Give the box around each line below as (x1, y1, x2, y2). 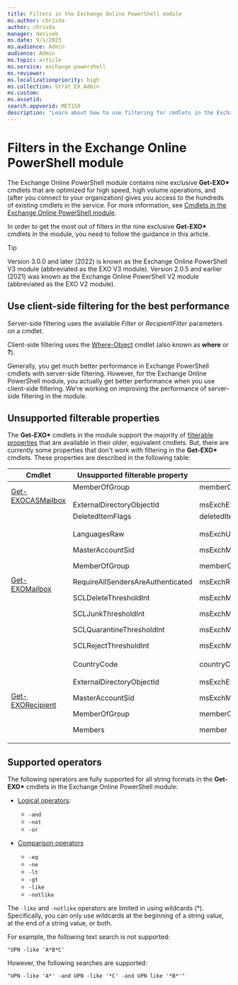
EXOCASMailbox (11, 495, 66, 505)
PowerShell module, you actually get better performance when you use (7, 376, 215, 385)
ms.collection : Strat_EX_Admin (7, 83, 100, 90)
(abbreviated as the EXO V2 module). (7, 279, 115, 288)
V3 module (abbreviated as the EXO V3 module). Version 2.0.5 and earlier (7, 264, 222, 273)
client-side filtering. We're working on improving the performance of (7, 384, 207, 393)
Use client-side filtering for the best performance (7, 300, 230, 313)
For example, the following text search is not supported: (7, 933, 171, 941)
